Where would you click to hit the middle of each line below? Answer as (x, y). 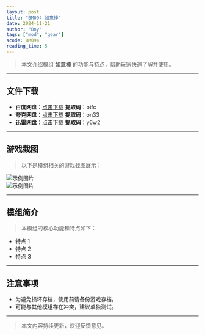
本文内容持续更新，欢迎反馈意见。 (64, 326)
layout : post (23, 12)
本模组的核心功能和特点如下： (59, 228)
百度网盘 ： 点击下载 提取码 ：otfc (56, 107)
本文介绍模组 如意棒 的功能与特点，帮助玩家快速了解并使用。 (98, 64)
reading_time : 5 (27, 46)
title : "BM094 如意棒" (34, 18)
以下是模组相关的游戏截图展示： (61, 165)
